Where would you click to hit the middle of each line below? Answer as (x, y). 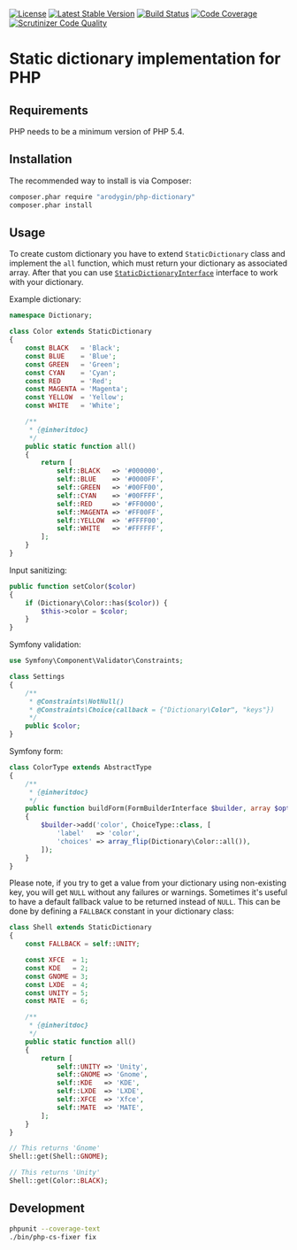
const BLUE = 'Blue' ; (71, 356)
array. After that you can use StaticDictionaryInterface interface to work (144, 273)
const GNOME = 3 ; (57, 976)
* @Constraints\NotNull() (76, 701)
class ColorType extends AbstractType (80, 768)
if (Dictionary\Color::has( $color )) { (96, 603)
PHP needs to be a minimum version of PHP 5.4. (97, 131)
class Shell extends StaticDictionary (80, 928)
